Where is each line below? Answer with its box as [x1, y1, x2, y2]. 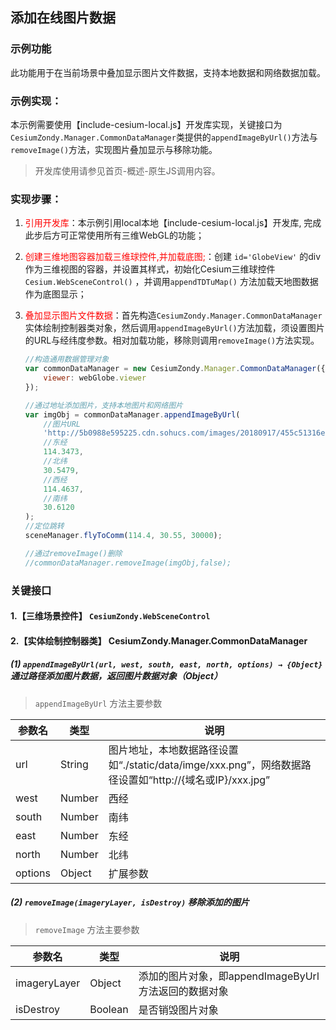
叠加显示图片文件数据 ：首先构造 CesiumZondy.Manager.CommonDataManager [24, 309, 323, 322]
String [60, 757, 89, 771]
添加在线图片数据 [10, 9, 116, 27]
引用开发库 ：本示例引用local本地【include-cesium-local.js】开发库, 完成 [24, 217, 322, 229]
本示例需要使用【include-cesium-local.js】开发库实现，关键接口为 [10, 118, 283, 130]
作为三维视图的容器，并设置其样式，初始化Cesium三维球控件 [24, 263, 276, 275]
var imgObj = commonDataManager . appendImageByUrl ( [24, 409, 241, 420]
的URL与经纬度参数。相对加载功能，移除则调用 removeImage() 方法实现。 [24, 334, 320, 347]
